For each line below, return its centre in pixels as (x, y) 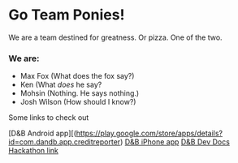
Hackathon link (34, 151)
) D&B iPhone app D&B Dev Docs (175, 142)
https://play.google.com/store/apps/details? (149, 133)
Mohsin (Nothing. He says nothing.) (80, 93)
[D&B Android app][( (43, 133)
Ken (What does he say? (61, 85)
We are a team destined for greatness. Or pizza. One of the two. (115, 37)
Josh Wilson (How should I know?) (78, 102)
